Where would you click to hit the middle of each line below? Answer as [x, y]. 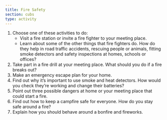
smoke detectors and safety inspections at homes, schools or [83, 54]
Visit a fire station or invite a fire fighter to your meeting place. [83, 38]
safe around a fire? [32, 107]
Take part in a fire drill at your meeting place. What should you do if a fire [87, 64]
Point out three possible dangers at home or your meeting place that [82, 91]
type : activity [21, 19]
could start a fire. [30, 96]
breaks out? [24, 70]
